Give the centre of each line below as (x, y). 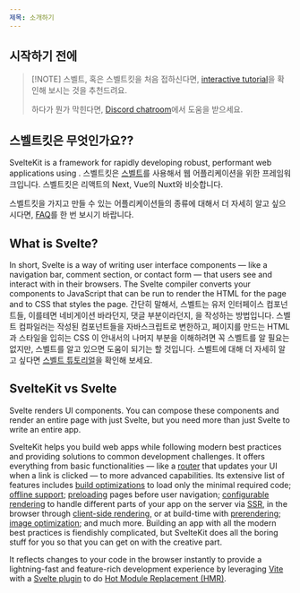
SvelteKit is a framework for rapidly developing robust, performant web (141, 163)
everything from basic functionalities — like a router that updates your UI (143, 466)
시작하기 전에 (43, 56)
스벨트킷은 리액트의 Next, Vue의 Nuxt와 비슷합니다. (133, 185)
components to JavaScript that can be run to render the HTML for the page (148, 294)
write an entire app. (45, 429)
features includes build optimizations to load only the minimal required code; (150, 485)
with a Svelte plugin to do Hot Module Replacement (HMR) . (118, 578)
